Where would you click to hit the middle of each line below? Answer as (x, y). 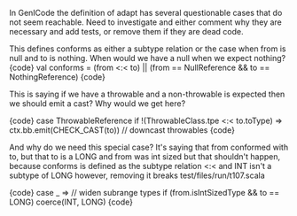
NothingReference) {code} (58, 77)
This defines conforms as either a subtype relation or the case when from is (148, 49)
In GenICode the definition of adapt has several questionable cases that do (146, 13)
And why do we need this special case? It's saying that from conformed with (149, 147)
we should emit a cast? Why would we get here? (98, 104)
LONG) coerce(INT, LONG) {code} (71, 202)
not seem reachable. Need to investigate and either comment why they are (145, 22)
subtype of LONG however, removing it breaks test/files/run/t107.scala (137, 175)
